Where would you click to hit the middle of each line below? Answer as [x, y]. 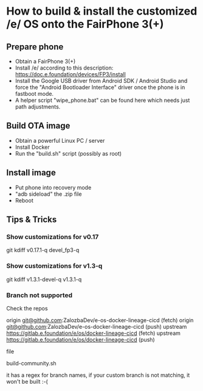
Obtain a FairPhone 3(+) [45, 61]
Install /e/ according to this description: [64, 68]
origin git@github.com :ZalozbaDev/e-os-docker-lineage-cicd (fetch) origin [100, 320]
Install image [31, 173]
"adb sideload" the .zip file [48, 194]
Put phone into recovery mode [53, 187]
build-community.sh [31, 363]
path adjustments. [38, 107]
